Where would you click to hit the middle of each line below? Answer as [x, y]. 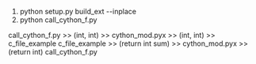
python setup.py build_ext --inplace [78, 11]
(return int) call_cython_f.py [53, 52]
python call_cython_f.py [58, 20]
